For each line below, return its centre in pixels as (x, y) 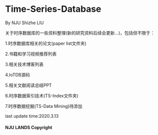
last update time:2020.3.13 (32, 116)
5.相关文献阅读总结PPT (28, 85)
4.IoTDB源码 (18, 74)
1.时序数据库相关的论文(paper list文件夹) (46, 43)
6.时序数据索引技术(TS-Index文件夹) (42, 96)
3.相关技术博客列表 (24, 64)
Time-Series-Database (53, 9)
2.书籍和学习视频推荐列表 (31, 54)
